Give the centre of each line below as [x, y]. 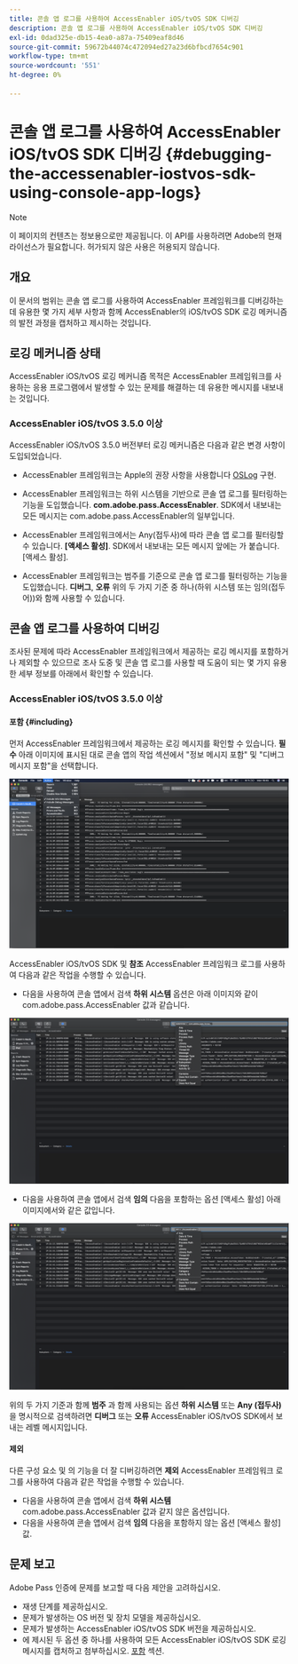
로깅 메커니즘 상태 [55, 353]
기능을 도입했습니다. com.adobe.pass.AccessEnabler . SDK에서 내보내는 [152, 504]
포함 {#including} [41, 721]
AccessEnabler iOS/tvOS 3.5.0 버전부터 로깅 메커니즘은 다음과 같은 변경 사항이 [147, 445]
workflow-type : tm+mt [49, 56]
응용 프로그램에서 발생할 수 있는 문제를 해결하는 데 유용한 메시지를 [146, 387]
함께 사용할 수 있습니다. [85, 598]
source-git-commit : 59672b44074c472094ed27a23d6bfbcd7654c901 [126, 47]
